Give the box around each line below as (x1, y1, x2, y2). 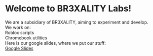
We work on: (5, 24, 31, 30)
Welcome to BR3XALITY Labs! (5, 3, 132, 14)
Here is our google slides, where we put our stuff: (5, 40, 106, 46)
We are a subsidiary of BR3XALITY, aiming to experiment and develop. (5, 19, 149, 25)
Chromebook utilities (5, 35, 47, 41)
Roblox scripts (5, 29, 35, 35)
